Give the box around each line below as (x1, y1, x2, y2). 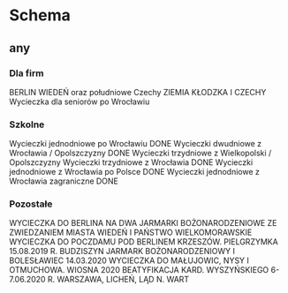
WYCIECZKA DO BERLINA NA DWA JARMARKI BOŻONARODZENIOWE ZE (9, 218, 277, 229)
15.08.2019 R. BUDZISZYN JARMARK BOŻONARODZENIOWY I (9, 246, 236, 257)
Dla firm (9, 67, 44, 79)
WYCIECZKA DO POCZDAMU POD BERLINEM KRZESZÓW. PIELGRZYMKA (9, 237, 278, 247)
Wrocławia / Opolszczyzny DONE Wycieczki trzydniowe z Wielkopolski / (9, 147, 272, 159)
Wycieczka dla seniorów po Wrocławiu (9, 96, 150, 107)
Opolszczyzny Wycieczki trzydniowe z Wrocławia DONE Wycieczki (9, 157, 254, 168)
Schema (9, 5, 71, 26)
